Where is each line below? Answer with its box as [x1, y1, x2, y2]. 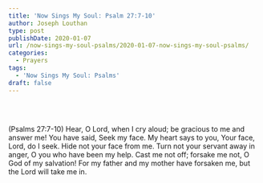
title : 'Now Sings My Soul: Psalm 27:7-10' [8, 11, 156, 20]
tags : [8, 64, 26, 72]
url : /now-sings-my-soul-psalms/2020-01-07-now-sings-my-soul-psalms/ [8, 42, 249, 50]
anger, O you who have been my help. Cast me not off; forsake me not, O [8, 149, 250, 159]
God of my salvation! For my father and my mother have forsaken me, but [8, 158, 251, 168]
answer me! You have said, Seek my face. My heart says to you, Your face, [8, 132, 255, 142]
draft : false [8, 79, 52, 87]
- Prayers [15, 57, 48, 65]
